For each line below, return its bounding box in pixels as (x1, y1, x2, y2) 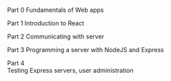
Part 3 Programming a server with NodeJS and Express (7, 46, 164, 54)
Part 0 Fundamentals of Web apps (7, 6, 104, 14)
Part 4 (7, 59, 25, 67)
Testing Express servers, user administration (7, 67, 134, 74)
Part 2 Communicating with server (7, 32, 105, 40)
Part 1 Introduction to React (7, 19, 85, 27)
